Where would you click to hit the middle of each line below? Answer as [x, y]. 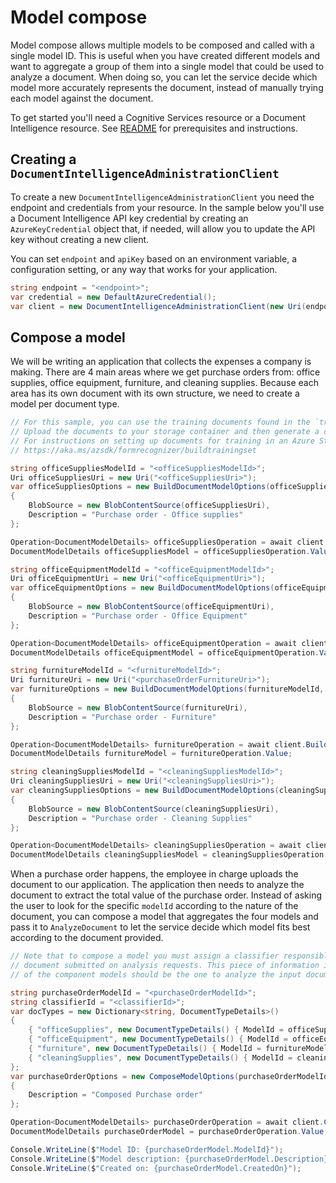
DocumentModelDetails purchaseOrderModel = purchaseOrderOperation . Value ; [169, 1132]
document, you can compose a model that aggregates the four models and [164, 917]
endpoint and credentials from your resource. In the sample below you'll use [167, 207]
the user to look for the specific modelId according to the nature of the [154, 906]
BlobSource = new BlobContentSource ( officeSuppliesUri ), [149, 506]
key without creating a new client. [80, 239]
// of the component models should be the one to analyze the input [156, 974]
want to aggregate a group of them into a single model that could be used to [167, 66]
